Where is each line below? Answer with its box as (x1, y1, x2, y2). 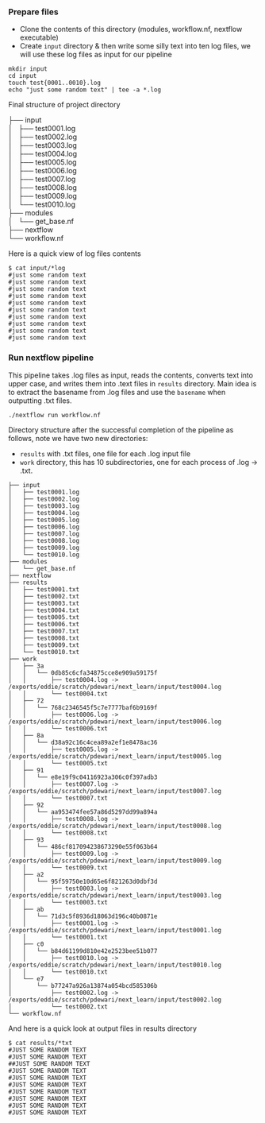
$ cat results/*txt (8, 1039, 73, 1047)
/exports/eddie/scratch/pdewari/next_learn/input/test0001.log (8, 926, 222, 934)
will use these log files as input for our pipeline (19, 50, 172, 60)
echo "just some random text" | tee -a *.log (8, 86, 161, 94)
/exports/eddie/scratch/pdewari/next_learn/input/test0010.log (8, 961, 222, 969)
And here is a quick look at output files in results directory (8, 1024, 197, 1033)
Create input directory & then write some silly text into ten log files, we (19, 41, 252, 51)
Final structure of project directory (8, 100, 121, 110)
